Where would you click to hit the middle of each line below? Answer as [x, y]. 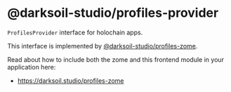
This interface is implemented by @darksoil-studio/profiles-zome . [103, 46]
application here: [32, 67]
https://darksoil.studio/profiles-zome [71, 80]
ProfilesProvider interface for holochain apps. [75, 32]
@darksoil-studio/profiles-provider [113, 13]
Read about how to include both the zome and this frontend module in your [116, 59]
